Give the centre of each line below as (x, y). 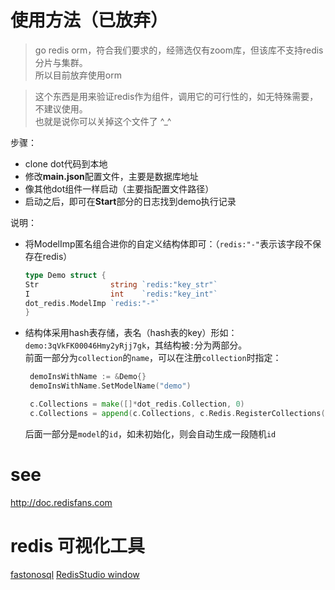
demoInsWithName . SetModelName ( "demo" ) (110, 386)
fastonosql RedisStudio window (75, 574)
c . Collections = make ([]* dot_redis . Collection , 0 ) (137, 404)
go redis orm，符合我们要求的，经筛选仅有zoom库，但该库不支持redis (179, 50)
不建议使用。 (61, 108)
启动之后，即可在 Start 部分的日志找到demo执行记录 (130, 201)
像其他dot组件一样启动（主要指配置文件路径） (119, 188)
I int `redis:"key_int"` (121, 294)
